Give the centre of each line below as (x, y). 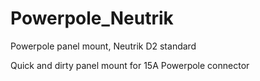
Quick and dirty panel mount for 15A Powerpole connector (130, 65)
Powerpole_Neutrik (92, 18)
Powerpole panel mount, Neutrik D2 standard (103, 46)
